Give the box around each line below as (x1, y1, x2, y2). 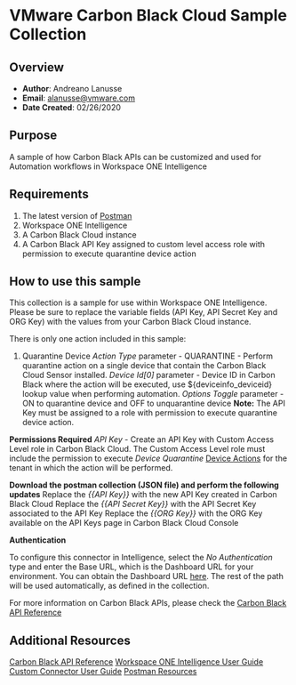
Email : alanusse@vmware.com (21, 93, 136, 103)
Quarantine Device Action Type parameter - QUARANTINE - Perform (21, 351, 274, 361)
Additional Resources (9, 633, 131, 648)
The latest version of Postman (21, 210, 132, 221)
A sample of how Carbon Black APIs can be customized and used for (9, 151, 262, 162)
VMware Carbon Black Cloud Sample (9, 5, 287, 26)
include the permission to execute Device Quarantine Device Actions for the (9, 453, 287, 463)
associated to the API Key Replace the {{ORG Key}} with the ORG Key (9, 508, 263, 519)
